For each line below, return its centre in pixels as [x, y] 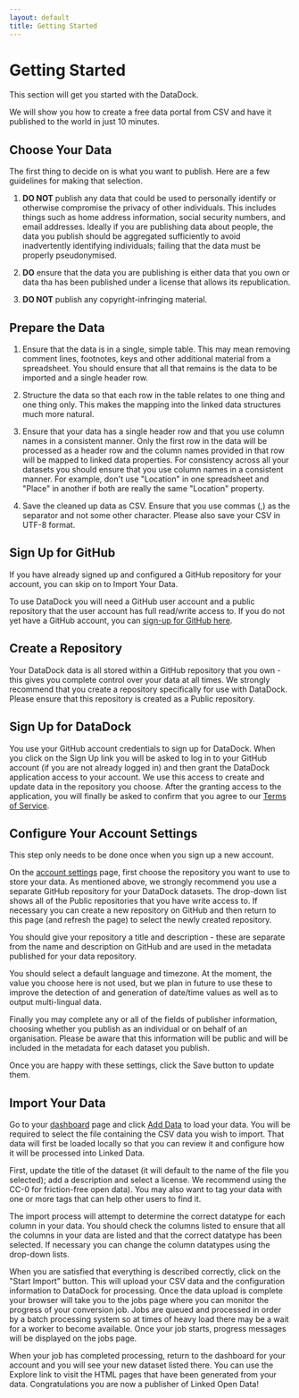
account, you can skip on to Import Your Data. [94, 584]
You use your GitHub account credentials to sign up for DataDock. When [142, 748]
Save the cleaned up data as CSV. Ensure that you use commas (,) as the [156, 506]
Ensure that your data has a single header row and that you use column [153, 431]
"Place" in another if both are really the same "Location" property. [143, 489]
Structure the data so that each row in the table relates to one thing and [154, 396]
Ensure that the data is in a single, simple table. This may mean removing [156, 349]
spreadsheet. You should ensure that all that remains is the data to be [150, 369]
